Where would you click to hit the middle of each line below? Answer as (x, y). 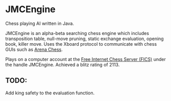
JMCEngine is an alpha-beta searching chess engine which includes (77, 33)
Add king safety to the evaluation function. (50, 93)
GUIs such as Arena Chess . (34, 49)
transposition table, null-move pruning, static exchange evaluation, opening (85, 39)
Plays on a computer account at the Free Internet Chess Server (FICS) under (86, 59)
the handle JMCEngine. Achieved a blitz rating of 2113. (63, 64)
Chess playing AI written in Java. (40, 23)
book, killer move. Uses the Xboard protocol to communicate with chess (81, 44)
